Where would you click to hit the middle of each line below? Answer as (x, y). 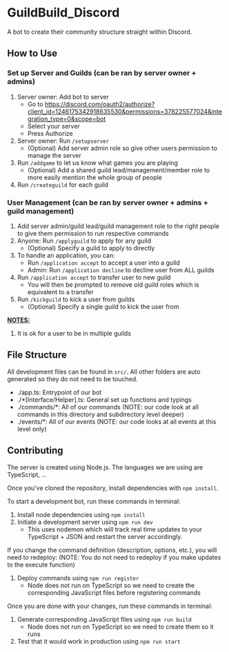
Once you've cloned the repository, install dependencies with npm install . (113, 488)
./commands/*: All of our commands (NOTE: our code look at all (108, 407)
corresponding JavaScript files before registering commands (114, 592)
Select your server (54, 126)
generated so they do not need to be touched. (72, 379)
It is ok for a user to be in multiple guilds (74, 333)
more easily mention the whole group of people (95, 177)
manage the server (54, 155)
